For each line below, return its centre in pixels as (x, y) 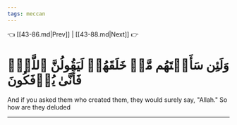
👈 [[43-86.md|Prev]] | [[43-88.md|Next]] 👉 (73, 34)
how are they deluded (39, 107)
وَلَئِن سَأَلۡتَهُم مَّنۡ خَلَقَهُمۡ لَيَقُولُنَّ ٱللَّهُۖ (118, 65)
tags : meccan (26, 14)
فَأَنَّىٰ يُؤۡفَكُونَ (45, 80)
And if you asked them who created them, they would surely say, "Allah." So (117, 100)
